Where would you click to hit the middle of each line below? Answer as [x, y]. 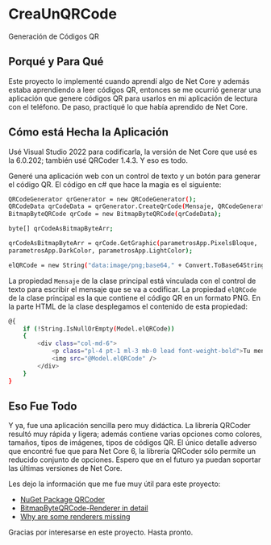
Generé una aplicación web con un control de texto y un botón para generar [134, 176]
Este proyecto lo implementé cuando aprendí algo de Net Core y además [129, 81]
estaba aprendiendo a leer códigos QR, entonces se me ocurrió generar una [135, 89]
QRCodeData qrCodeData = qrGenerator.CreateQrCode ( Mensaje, [112, 206]
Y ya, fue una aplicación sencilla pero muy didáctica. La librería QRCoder [129, 426]
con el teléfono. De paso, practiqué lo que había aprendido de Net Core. [128, 106]
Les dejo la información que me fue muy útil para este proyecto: [115, 484]
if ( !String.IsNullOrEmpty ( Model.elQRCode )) [99, 329]
